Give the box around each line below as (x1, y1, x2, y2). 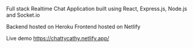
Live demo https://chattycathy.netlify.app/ (6, 35, 109, 41)
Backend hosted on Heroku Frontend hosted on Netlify (6, 23, 140, 30)
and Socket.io (6, 11, 40, 19)
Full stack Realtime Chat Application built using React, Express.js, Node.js (6, 5, 187, 12)
